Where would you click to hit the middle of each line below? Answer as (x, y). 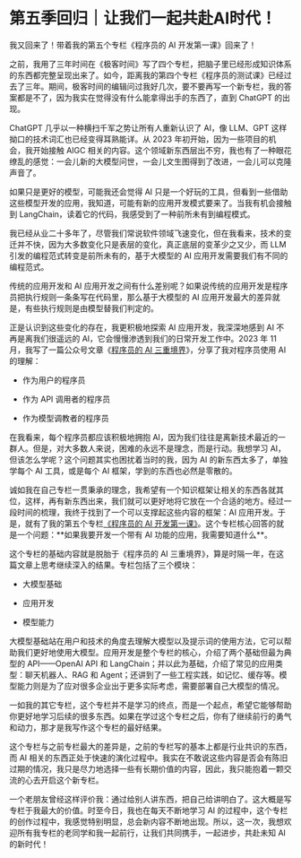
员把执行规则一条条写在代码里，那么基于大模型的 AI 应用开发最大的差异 (141, 297)
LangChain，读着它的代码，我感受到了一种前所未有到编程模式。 (137, 214)
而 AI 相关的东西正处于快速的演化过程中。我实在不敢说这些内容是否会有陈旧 (149, 758)
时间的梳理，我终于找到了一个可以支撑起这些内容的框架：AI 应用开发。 (147, 512)
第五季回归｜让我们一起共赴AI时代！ (143, 18)
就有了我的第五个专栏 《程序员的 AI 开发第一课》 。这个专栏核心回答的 (150, 523)
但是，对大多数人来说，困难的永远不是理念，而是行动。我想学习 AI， (159, 448)
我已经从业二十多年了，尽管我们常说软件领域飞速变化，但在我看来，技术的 (146, 233)
